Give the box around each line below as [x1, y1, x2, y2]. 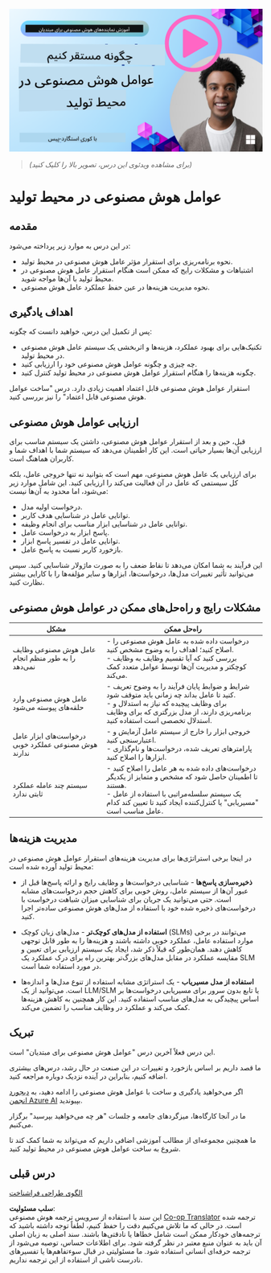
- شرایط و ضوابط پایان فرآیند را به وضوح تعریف [106, 681, 250, 691]
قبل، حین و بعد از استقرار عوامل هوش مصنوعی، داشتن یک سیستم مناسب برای [9, 437, 246, 446]
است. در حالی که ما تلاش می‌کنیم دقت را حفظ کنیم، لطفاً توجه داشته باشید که [9, 1221, 242, 1230]
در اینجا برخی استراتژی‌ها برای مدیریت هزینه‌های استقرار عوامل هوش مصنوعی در [9, 853, 252, 863]
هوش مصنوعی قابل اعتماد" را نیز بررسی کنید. [9, 392, 147, 402]
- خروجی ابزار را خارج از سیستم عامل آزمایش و [106, 727, 251, 737]
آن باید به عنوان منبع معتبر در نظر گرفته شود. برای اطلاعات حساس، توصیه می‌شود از [9, 1238, 262, 1247]
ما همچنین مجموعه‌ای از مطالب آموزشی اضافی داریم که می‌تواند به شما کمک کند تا [9, 1135, 257, 1144]
